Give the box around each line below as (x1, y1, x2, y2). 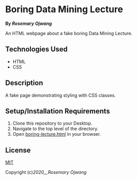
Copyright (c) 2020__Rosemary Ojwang (5, 169, 87, 175)
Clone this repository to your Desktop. (12, 121, 92, 127)
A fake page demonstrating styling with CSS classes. (5, 92, 116, 98)
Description (5, 79, 43, 87)
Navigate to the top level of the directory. (12, 126, 98, 132)
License (5, 146, 31, 155)
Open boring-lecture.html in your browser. (12, 131, 101, 137)
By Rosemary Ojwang (5, 20, 52, 26)
